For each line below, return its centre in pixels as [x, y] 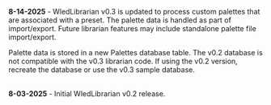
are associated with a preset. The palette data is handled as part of [120, 20]
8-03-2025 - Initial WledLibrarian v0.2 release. [87, 94]
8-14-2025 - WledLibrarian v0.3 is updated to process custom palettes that [134, 12]
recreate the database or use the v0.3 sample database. [102, 70]
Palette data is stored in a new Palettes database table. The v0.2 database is [135, 52]
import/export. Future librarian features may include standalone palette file [132, 28]
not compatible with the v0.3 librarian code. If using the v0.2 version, [123, 61]
